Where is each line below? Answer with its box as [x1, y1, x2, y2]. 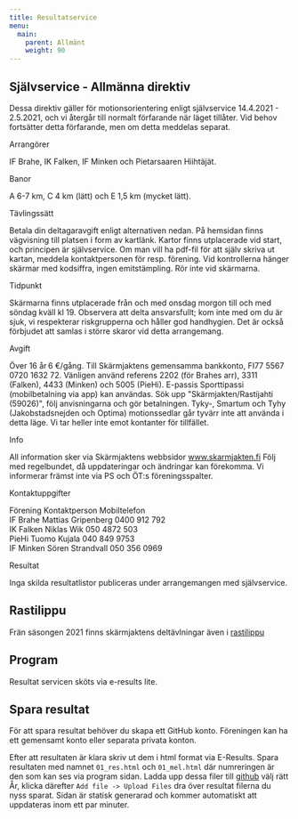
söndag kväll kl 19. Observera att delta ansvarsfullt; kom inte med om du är [9, 306, 283, 317]
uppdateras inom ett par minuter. [9, 799, 130, 810]
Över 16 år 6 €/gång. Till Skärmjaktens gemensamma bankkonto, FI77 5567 [9, 360, 285, 370]
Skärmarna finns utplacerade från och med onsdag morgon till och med [9, 297, 272, 308]
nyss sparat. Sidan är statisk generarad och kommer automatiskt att [9, 790, 258, 801]
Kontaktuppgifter [9, 487, 71, 499]
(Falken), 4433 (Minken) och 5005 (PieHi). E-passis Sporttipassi [9, 379, 245, 390]
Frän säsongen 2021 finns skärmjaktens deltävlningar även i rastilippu [9, 627, 265, 637]
